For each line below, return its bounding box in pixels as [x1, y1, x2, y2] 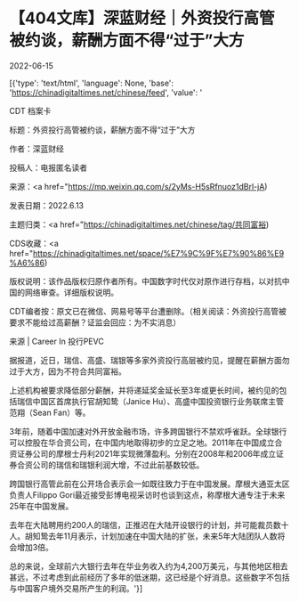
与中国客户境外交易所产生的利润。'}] [9, 582, 143, 593]
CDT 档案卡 [9, 105, 52, 116]
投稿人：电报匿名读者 [9, 162, 87, 173]
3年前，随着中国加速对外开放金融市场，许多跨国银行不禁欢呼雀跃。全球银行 [9, 426, 287, 436]
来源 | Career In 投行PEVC [9, 336, 104, 346]
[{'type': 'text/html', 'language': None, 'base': [9, 77, 174, 88]
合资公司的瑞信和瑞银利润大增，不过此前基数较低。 [16, 460, 205, 470]
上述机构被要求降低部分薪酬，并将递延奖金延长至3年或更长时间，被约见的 [9, 385, 279, 395]
